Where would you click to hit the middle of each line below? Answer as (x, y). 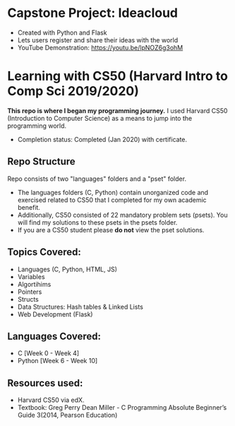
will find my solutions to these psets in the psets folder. (97, 222)
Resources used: (45, 383)
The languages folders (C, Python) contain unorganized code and (113, 192)
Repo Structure (41, 161)
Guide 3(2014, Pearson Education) (67, 415)
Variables (31, 276)
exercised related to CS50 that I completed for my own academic (112, 200)
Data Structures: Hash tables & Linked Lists (80, 307)
